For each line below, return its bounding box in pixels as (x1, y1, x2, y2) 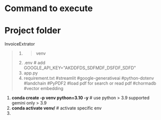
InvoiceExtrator (4, 41, 35, 47)
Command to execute (4, 3, 93, 14)
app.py (23, 70, 38, 76)
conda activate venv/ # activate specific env (11, 105, 102, 111)
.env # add (23, 60, 46, 66)
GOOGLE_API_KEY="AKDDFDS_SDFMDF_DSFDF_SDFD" (23, 65, 136, 71)
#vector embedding (23, 86, 64, 91)
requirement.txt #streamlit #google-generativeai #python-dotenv (23, 75, 154, 81)
